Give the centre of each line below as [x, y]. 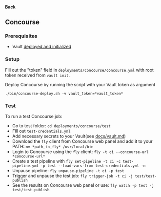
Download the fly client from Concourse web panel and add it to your [82, 141]
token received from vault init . [38, 75]
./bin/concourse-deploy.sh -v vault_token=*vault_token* [64, 93]
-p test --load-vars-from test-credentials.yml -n [93, 166]
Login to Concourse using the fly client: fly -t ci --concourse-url [80, 152]
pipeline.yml [25, 166]
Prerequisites [21, 36]
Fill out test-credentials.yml [41, 131]
